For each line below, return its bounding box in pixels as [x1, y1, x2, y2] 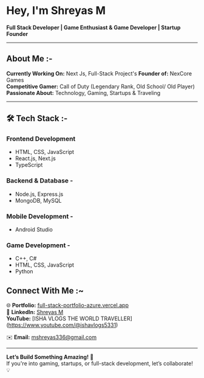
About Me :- [6, 54, 53, 64]
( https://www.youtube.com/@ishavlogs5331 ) [6, 321, 118, 329]
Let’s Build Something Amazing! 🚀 [6, 354, 94, 361]
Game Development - [6, 241, 71, 250]
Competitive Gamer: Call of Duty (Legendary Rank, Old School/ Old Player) [6, 83, 195, 90]
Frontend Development [6, 135, 76, 143]
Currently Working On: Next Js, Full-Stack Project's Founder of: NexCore [6, 69, 192, 77]
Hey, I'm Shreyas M [6, 4, 106, 18]
